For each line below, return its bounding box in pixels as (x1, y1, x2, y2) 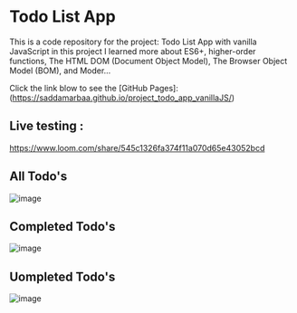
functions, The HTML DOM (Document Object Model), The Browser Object (9, 55, 288, 66)
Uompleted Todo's (9, 269, 116, 284)
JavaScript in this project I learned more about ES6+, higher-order (9, 45, 256, 56)
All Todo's (9, 169, 68, 185)
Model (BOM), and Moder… (9, 65, 111, 76)
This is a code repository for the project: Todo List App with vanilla (9, 36, 257, 47)
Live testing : (9, 119, 84, 134)
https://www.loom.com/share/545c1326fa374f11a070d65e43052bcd (9, 142, 265, 153)
